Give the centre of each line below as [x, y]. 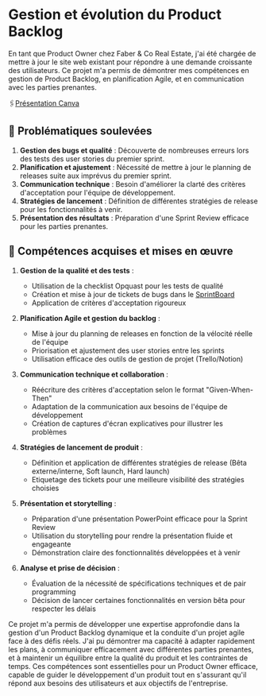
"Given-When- [230, 389]
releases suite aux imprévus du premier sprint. [96, 176]
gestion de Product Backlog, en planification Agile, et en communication [126, 79]
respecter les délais [64, 609]
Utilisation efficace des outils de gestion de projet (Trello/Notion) [137, 358]
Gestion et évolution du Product [115, 15]
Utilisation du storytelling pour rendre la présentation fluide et [132, 536]
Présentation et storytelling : [68, 503]
